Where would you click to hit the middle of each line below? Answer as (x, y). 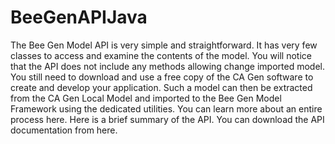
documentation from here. (64, 130)
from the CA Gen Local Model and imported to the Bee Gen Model (146, 98)
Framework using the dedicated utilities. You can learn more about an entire (166, 108)
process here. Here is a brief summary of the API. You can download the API (167, 119)
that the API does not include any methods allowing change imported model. (168, 66)
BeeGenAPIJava (79, 17)
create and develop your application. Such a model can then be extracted (161, 87)
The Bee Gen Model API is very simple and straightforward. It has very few (164, 45)
